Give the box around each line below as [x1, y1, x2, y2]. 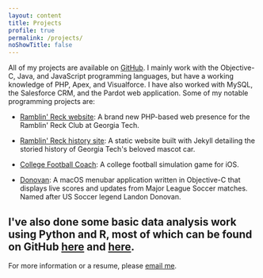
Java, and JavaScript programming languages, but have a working [17, 71, 234, 81]
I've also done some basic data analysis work [8, 215, 237, 229]
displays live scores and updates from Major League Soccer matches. [19, 183, 248, 193]
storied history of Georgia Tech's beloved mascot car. [19, 145, 196, 154]
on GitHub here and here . [8, 240, 135, 253]
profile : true [8, 26, 55, 34]
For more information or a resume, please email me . [8, 261, 177, 270]
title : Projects [8, 19, 62, 27]
